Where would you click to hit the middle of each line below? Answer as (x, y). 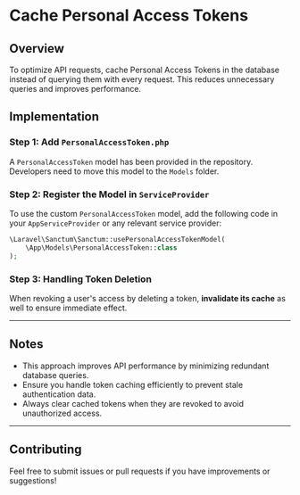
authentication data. (59, 394)
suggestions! (33, 480)
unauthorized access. (62, 413)
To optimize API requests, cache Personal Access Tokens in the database (144, 70)
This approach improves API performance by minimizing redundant (146, 366)
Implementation (54, 117)
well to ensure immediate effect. (68, 308)
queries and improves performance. (75, 89)
